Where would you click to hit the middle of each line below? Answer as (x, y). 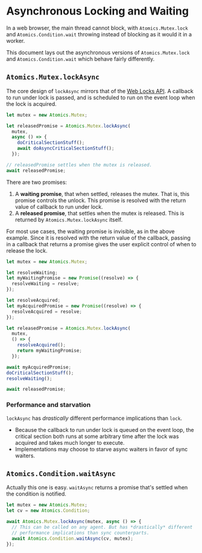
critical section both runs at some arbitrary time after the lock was (97, 436)
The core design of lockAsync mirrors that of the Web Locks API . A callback (100, 91)
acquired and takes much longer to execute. (70, 442)
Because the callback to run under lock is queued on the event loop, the (104, 430)
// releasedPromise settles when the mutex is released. (79, 165)
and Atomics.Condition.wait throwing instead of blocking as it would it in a (99, 34)
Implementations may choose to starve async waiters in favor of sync (101, 449)
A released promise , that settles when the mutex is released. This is (100, 213)
